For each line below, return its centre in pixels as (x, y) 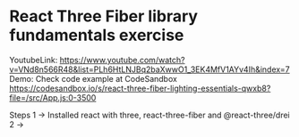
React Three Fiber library (104, 16)
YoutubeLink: (34, 60)
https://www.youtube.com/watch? (122, 60)
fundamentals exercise (97, 35)
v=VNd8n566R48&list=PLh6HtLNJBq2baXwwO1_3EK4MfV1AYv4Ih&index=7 (149, 69)
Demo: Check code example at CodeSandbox (93, 78)
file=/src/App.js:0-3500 (53, 97)
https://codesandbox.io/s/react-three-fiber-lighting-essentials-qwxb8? (140, 88)
